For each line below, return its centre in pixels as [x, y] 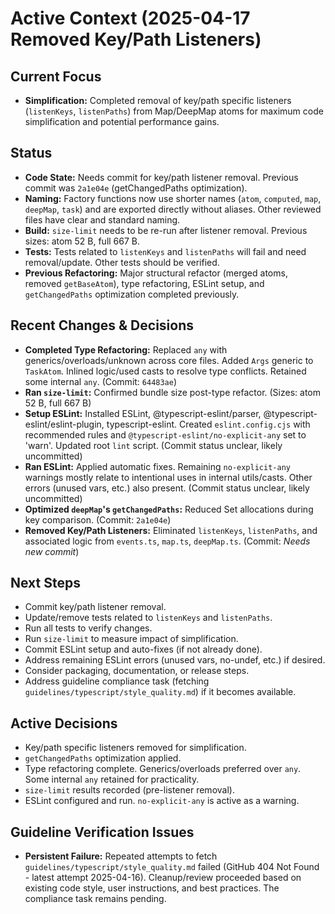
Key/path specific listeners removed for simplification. [135, 748]
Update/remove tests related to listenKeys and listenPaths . [148, 618]
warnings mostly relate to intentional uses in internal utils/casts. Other [168, 477]
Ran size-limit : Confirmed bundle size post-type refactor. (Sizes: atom [173, 392]
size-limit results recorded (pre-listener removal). [129, 790]
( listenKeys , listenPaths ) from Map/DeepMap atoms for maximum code [174, 111]
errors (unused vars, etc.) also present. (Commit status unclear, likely [167, 488]
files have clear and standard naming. [102, 219]
